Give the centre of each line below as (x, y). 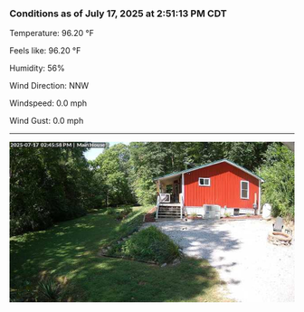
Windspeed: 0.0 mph (48, 103)
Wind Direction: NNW (49, 86)
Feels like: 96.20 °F (45, 51)
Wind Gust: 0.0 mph (47, 121)
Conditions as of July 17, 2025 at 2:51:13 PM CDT (119, 14)
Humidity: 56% (37, 68)
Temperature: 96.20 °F (52, 33)
